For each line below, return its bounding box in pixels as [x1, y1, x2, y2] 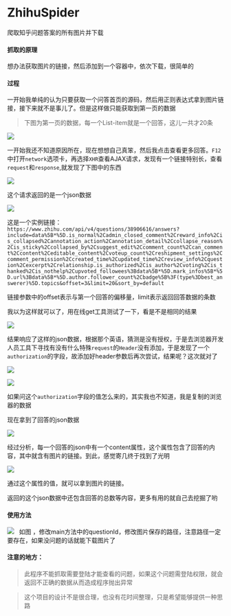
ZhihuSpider [7, 5, 80, 21]
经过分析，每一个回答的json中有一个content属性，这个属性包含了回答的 [7, 443, 210, 451]
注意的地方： [7, 553, 43, 561]
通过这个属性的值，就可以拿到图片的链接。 [7, 479, 128, 488]
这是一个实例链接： [7, 218, 62, 227]
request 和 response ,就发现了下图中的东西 [7, 163, 122, 172]
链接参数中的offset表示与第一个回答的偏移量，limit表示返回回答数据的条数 [7, 293, 217, 301]
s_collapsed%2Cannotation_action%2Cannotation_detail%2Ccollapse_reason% [7, 238, 223, 245]
